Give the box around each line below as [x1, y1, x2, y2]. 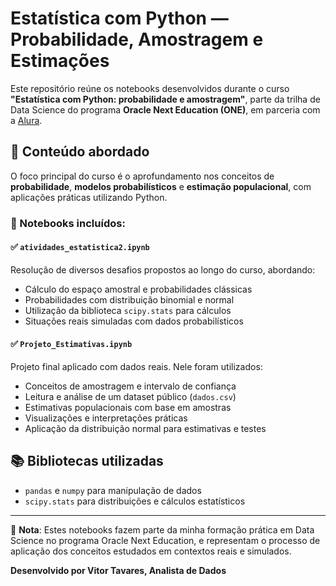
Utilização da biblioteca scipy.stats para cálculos [24, 304, 232, 316]
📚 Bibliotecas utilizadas [10, 453, 164, 470]
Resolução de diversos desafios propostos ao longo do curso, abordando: [10, 263, 316, 276]
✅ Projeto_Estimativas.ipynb [10, 338, 133, 350]
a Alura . [10, 114, 43, 126]
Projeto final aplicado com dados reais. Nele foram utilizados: [10, 361, 263, 373]
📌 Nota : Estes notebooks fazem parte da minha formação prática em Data [10, 523, 315, 536]
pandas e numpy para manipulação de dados [24, 484, 202, 496]
